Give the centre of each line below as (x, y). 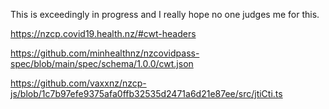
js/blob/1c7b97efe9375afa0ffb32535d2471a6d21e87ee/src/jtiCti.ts (146, 93)
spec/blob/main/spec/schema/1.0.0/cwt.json (102, 63)
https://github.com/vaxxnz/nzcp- (78, 83)
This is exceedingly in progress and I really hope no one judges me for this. (165, 14)
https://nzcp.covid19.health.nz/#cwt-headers (103, 33)
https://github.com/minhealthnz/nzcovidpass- (105, 53)
